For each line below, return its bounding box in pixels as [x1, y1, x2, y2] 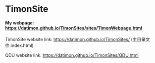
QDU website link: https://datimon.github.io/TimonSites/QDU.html [5, 52, 139, 58]
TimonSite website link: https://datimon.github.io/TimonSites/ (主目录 [5, 37, 146, 42]
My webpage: [5, 20, 34, 25]
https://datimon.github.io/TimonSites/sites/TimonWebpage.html [5, 25, 143, 31]
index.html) [10, 42, 34, 48]
